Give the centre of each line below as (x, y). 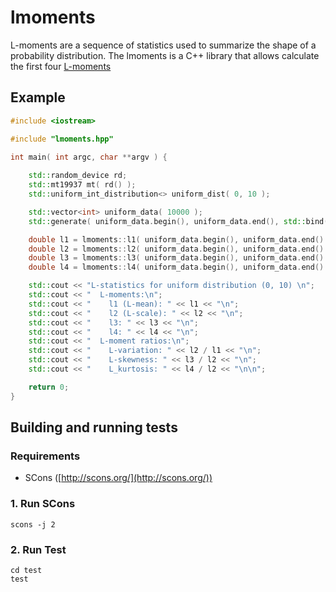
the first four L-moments (61, 66)
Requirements (45, 456)
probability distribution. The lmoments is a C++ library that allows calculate (165, 55)
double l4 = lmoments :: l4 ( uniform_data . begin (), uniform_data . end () (176, 267)
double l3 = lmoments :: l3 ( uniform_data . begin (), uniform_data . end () (176, 258)
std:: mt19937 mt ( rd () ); (82, 185)
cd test (26, 570)
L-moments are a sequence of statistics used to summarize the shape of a (163, 45)
